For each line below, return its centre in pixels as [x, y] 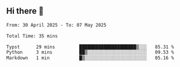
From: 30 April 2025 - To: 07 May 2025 [56, 25]
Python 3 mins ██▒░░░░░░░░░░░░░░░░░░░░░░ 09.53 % [90, 53]
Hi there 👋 [25, 11]
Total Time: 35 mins [32, 36]
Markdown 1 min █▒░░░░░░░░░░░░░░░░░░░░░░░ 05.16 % [90, 58]
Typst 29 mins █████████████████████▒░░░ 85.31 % [90, 47]
